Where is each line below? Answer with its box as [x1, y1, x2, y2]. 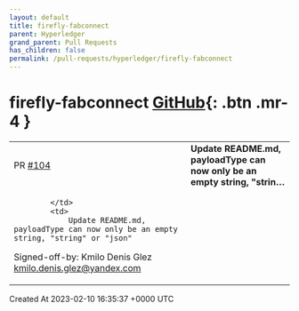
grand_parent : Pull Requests [9, 37, 117, 47]
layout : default [9, 12, 69, 22]
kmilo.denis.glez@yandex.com [13, 261, 141, 274]
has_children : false [9, 46, 86, 55]
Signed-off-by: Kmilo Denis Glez [13, 251, 153, 263]
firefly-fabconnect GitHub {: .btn [9, 92, 253, 113]
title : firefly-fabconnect [9, 21, 109, 30]
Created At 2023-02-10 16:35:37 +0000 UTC [9, 293, 174, 304]
